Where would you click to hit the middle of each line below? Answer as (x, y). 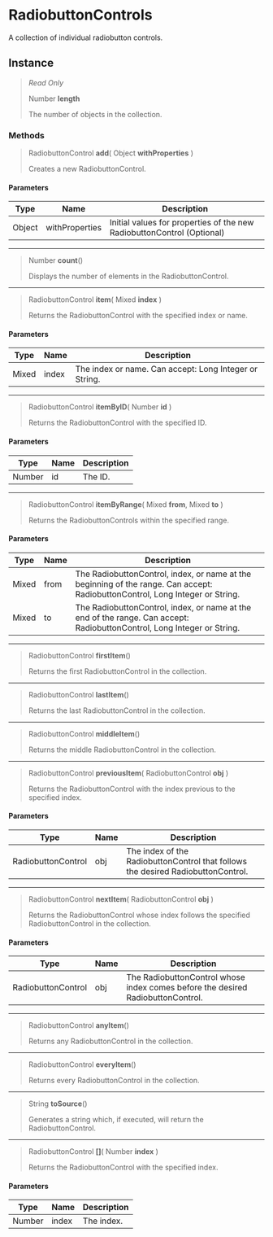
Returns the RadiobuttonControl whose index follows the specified (139, 915)
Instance (31, 63)
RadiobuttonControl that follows (186, 862)
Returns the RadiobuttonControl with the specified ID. (117, 423)
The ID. (96, 476)
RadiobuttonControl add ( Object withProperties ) (110, 153)
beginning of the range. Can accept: (144, 584)
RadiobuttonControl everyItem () (82, 1064)
